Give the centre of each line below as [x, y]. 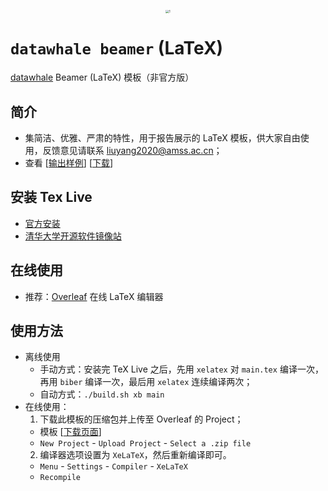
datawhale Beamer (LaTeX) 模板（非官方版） [102, 77]
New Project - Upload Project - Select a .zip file [145, 443]
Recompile [60, 478]
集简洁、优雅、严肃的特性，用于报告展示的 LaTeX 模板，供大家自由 [162, 138]
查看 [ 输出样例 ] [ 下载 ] [69, 163]
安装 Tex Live [51, 197]
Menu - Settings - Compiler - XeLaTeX [113, 466]
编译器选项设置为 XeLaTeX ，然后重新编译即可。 [135, 455]
